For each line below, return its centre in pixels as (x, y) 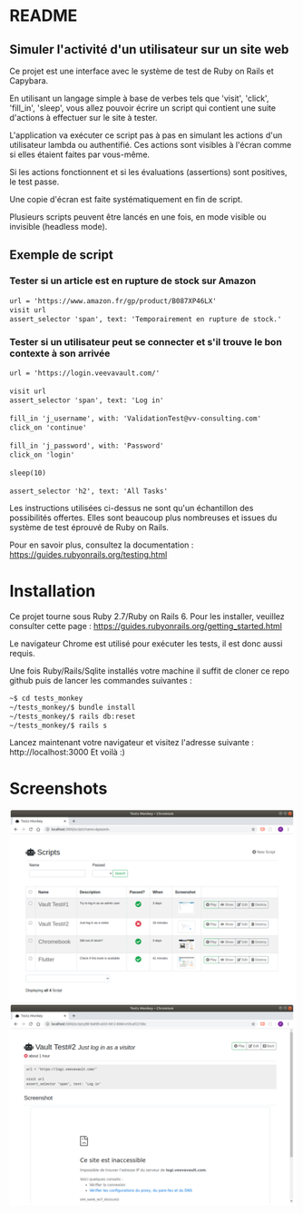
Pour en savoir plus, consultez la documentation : (102, 545)
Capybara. (29, 81)
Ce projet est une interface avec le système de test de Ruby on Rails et (142, 71)
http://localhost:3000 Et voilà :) (67, 752)
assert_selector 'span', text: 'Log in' (87, 400)
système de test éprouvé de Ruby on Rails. (89, 527)
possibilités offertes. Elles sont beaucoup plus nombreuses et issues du (143, 518)
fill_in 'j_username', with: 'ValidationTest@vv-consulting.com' (135, 419)
